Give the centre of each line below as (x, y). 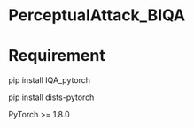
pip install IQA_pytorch (49, 80)
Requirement (57, 56)
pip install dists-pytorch (51, 97)
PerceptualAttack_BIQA (97, 15)
